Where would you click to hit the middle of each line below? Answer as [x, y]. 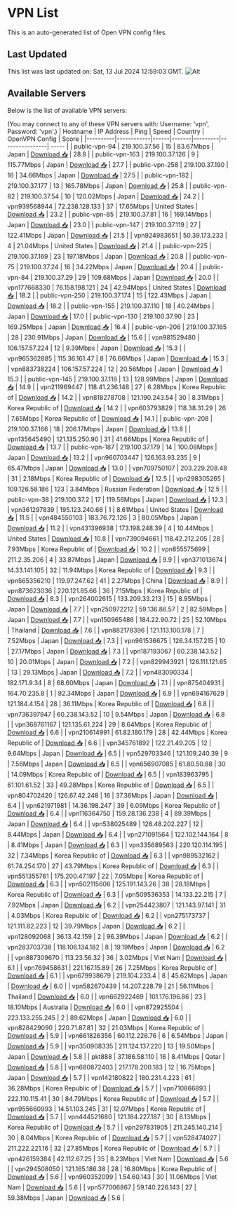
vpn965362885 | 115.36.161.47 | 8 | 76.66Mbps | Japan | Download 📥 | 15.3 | [118, 358]
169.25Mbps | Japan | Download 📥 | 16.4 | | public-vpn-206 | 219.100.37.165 [117, 327]
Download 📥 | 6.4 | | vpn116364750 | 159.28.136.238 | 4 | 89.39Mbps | [109, 813]
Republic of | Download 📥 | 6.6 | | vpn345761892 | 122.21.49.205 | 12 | [109, 743]
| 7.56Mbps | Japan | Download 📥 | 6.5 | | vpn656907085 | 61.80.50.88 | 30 [116, 764]
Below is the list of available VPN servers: [67, 110]
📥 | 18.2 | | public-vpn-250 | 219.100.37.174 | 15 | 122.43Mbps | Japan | [109, 295]
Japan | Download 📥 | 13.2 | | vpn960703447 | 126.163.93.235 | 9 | [104, 457]
